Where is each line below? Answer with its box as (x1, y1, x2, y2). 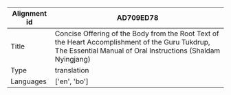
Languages (10, 77, 47, 86)
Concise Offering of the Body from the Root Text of (54, 29, 220, 38)
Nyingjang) (54, 55, 91, 64)
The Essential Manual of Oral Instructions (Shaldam (54, 46, 221, 55)
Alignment (12, 9, 47, 18)
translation (54, 66, 89, 74)
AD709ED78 (116, 13, 159, 23)
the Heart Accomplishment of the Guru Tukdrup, (54, 38, 211, 46)
